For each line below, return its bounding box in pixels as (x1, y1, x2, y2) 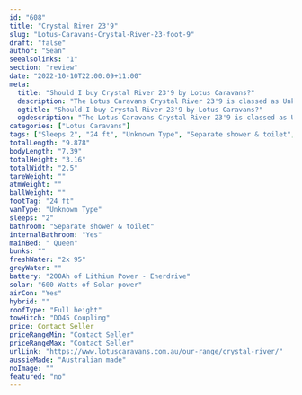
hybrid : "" (9, 297, 50, 306)
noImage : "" (9, 364, 54, 373)
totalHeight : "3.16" (9, 154, 87, 164)
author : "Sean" (9, 47, 67, 56)
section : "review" (9, 64, 78, 73)
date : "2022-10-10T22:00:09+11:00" (9, 72, 143, 81)
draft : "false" (9, 38, 67, 48)
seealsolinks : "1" (9, 55, 78, 64)
